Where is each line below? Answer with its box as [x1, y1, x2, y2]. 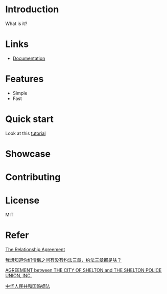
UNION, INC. [5, 273, 32, 279]
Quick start [5, 113, 54, 125]
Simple [12, 90, 28, 96]
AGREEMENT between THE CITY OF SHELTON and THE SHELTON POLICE [5, 267, 162, 273]
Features [5, 73, 44, 85]
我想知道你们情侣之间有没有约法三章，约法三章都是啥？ [5, 257, 122, 263]
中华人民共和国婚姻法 [5, 283, 50, 289]
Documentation [12, 55, 45, 61]
